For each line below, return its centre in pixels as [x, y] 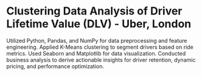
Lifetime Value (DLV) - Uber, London [99, 24]
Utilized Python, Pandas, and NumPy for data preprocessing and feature [97, 40]
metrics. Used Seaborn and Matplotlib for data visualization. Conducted [96, 53]
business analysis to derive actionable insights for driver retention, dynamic [101, 60]
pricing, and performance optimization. [55, 66]
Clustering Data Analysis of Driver [94, 11]
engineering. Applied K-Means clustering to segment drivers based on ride [100, 47]
